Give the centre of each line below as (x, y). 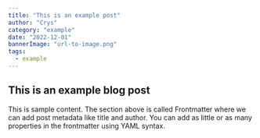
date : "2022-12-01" (40, 37)
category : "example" (42, 30)
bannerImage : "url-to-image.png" (63, 44)
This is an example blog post (79, 90)
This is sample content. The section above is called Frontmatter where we (127, 109)
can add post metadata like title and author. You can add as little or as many (130, 117)
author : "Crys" (33, 23)
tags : (17, 51)
